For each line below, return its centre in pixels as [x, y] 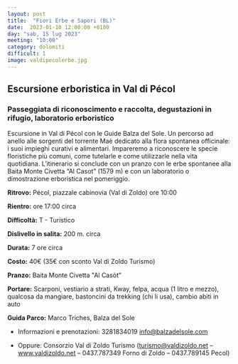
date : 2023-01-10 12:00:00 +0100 [59, 27]
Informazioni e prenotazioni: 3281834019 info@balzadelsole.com [113, 332]
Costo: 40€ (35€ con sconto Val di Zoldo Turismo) [81, 262]
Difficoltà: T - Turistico [41, 220]
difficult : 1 [27, 54]
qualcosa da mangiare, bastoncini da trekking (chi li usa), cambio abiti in [113, 296]
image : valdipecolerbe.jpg [47, 60]
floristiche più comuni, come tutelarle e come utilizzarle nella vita [102, 156]
